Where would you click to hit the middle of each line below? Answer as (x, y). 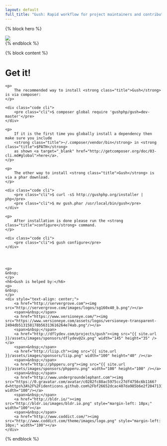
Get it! (18, 73)
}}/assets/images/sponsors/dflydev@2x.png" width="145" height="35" (78, 339)
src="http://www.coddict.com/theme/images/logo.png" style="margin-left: (83, 421)
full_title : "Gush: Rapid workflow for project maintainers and (73, 14)
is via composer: (23, 95)
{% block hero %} (24, 28)
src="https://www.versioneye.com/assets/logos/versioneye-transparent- (81, 321)
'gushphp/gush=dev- (130, 112)
